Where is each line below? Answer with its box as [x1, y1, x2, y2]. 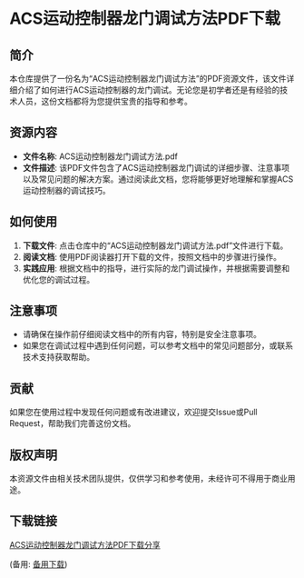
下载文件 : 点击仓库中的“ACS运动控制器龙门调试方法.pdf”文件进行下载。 [22, 240, 289, 251]
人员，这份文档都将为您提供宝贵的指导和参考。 [16, 96, 192, 106]
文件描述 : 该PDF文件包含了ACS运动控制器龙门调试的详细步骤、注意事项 [22, 162, 290, 173]
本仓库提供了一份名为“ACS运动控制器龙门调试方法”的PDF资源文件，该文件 [9, 74, 288, 84]
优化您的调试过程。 [22, 274, 95, 284]
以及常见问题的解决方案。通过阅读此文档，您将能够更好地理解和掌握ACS [22, 174, 294, 184]
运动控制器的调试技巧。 [22, 184, 111, 195]
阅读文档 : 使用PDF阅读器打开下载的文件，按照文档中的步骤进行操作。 [22, 251, 282, 262]
